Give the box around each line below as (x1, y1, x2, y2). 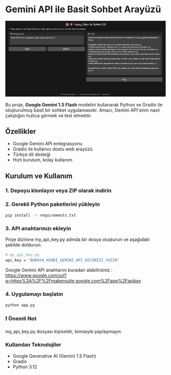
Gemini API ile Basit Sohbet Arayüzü (5, 4, 161, 15)
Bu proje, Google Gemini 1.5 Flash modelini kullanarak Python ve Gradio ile (5, 101, 163, 108)
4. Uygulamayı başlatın (5, 290, 64, 298)
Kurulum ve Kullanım (5, 172, 73, 180)
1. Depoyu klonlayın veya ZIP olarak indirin (5, 187, 112, 194)
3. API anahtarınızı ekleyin (5, 225, 71, 232)
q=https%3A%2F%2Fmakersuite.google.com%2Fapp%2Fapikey (5, 278, 141, 284)
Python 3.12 (12, 363, 37, 370)
